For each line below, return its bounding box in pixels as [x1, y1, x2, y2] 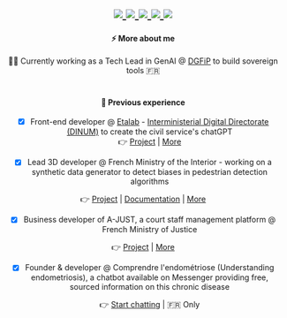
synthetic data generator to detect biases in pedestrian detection [31, 167, 268, 178]
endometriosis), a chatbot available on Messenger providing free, [31, 272, 268, 283]
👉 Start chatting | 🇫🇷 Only [99, 299, 200, 310]
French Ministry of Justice [102, 224, 198, 235]
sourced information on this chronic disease [69, 282, 230, 292]
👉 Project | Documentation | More [79, 193, 207, 205]
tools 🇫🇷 [125, 65, 161, 76]
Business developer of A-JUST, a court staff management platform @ [23, 215, 276, 225]
